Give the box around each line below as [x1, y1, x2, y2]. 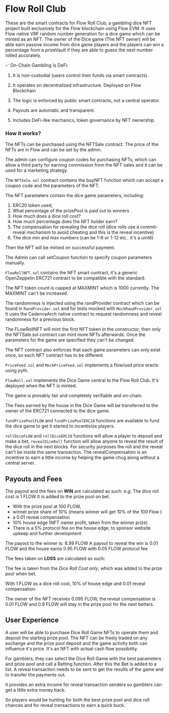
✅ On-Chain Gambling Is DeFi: [5, 62, 68, 68]
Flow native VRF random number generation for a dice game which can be [5, 30, 160, 37]
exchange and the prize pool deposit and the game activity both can [5, 640, 148, 646]
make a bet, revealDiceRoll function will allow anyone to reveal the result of [5, 438, 163, 445]
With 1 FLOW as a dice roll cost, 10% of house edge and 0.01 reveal [5, 580, 146, 587]
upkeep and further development [12, 531, 82, 537]
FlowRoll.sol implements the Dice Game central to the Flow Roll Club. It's [5, 377, 159, 384]
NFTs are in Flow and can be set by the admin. [5, 147, 102, 153]
